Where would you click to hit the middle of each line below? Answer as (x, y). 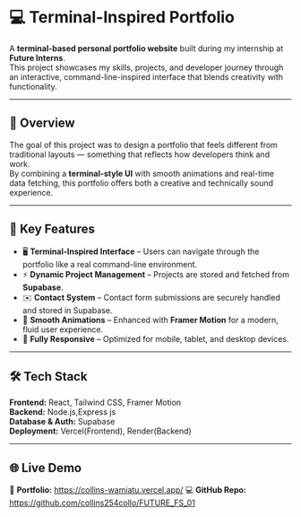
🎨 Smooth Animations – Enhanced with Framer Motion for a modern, (150, 320)
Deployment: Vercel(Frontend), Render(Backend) (101, 431)
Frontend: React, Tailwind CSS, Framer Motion (95, 403)
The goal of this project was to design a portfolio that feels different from (143, 145)
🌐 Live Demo (46, 468)
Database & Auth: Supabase (62, 422)
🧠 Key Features (52, 229)
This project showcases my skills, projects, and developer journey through (146, 67)
